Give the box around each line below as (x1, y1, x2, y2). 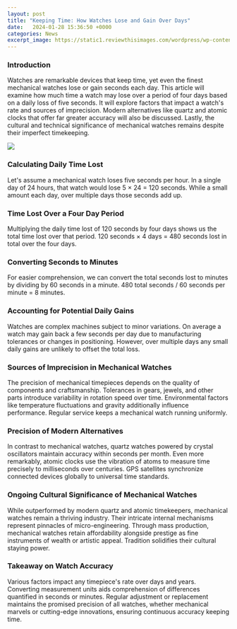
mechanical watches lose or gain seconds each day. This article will (7, 83, 205, 92)
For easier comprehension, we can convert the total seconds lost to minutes (7, 273, 229, 282)
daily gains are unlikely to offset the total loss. (7, 345, 140, 353)
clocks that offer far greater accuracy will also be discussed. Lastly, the (7, 114, 215, 122)
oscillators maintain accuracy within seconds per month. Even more (7, 450, 205, 458)
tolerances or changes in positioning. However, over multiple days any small (7, 337, 229, 345)
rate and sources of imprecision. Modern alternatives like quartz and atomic (7, 106, 228, 115)
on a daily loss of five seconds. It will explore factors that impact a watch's (7, 98, 224, 107)
